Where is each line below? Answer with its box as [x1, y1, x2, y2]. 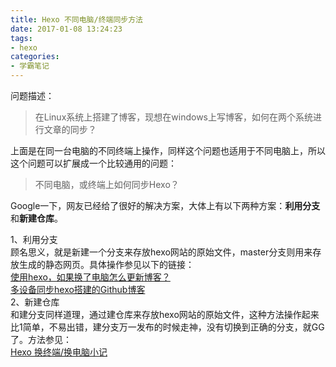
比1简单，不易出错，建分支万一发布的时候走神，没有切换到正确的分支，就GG [10, 321, 325, 333]
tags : [10, 33, 33, 43]
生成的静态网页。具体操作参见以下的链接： [18, 259, 195, 270]
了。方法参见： [10, 334, 72, 345]
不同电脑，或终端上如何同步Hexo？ [34, 179, 180, 190]
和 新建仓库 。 [10, 212, 63, 224]
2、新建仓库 [10, 296, 60, 308]
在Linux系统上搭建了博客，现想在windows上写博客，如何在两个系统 [34, 111, 313, 123]
